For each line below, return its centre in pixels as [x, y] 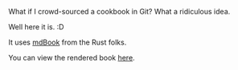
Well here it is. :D [36, 27]
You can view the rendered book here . [72, 58]
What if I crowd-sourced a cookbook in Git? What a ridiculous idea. [119, 12]
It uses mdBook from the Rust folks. [68, 42]
